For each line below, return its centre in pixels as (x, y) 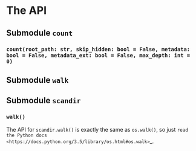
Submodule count (40, 33)
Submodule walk (38, 80)
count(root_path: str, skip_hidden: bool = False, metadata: (98, 49)
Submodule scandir (44, 101)
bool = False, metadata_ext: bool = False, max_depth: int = (98, 55)
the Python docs (27, 135)
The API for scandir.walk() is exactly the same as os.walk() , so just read (97, 129)
